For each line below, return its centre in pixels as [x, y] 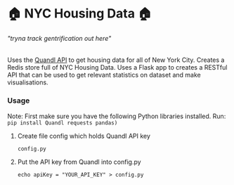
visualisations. [28, 82]
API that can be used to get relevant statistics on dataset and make [104, 75]
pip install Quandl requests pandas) [63, 123]
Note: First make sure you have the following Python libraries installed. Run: [117, 116]
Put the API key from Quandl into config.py [79, 162]
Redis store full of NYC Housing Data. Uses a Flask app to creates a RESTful [117, 68]
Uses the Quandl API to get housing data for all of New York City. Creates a [116, 60]
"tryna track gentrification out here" [59, 38]
